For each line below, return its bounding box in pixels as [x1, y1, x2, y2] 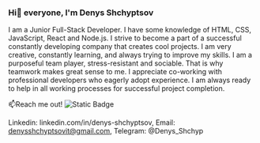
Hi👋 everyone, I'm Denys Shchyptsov [8, 7, 154, 18]
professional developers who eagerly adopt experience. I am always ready [8, 75, 251, 85]
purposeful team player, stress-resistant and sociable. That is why [8, 58, 224, 68]
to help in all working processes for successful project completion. [8, 84, 225, 93]
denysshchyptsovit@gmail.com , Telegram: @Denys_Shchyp [8, 126, 204, 136]
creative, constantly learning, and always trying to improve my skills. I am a [8, 51, 253, 60]
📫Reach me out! [8, 100, 63, 109]
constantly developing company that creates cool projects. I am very [8, 42, 232, 51]
